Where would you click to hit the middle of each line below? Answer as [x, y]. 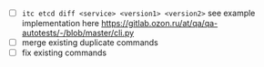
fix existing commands [64, 53]
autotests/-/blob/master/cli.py [78, 33]
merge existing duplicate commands [90, 43]
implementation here [60, 24]
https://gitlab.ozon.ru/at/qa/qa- [159, 24]
